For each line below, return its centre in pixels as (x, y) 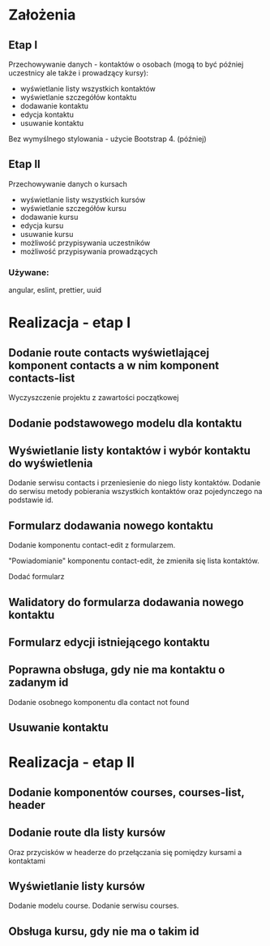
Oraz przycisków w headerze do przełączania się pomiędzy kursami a (125, 852)
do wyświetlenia (51, 463)
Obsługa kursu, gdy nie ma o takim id (104, 931)
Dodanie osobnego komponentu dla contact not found (99, 702)
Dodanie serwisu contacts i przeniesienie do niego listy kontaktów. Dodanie (135, 483)
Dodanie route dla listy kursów (87, 833)
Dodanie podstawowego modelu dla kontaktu (125, 423)
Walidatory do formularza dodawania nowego (126, 602)
